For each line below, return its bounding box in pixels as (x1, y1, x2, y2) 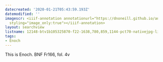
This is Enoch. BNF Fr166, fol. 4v (5, 51, 70, 57)
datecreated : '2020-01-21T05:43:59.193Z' (5, 7, 90, 12)
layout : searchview (5, 25, 45, 30)
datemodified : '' (5, 12, 40, 16)
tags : (5, 34, 16, 39)
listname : (5, 29, 25, 34)
